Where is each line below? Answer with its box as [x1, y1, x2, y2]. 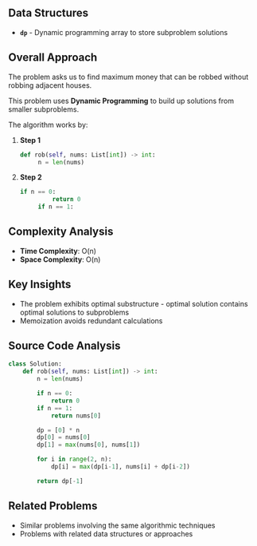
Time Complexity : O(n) [19, 246, 97, 255]
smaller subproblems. [8, 104, 80, 114]
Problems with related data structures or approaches [19, 528, 193, 538]
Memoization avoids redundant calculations [19, 315, 163, 326]
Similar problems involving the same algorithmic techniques [19, 520, 216, 530]
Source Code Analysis [8, 339, 121, 353]
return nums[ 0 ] [50, 411, 102, 420]
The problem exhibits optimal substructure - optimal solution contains [19, 299, 248, 308]
